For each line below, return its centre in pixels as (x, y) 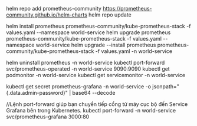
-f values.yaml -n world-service (134, 51)
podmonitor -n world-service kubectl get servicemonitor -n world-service (96, 75)
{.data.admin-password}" (37, 93)
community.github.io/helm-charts (47, 15)
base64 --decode (94, 93)
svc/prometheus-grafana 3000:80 (48, 117)
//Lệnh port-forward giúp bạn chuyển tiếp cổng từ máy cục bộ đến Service (97, 104)
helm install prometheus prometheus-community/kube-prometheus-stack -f (98, 26)
